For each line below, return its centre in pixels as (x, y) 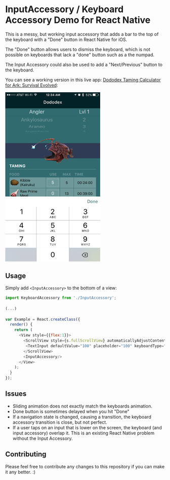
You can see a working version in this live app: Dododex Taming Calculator (83, 80)
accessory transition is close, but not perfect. (60, 422)
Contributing (26, 454)
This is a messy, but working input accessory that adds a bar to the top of (82, 34)
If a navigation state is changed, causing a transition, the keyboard (82, 417)
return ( (24, 330)
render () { (21, 325)
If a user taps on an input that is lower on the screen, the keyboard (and (87, 427)
